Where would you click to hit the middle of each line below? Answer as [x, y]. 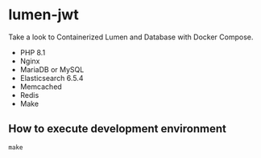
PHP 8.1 [33, 52]
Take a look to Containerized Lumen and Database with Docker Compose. [131, 37]
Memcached [41, 87]
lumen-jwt [43, 15]
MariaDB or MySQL [52, 69]
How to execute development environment [118, 129]
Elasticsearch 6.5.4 [52, 78]
